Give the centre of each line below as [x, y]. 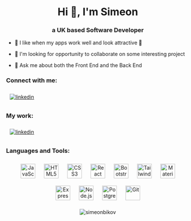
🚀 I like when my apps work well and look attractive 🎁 [78, 43]
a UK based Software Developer [98, 30]
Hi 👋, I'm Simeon [98, 12]
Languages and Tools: [38, 151]
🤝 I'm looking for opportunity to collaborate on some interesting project [100, 54]
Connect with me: [32, 80]
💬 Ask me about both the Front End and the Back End [78, 65]
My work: [20, 115]
